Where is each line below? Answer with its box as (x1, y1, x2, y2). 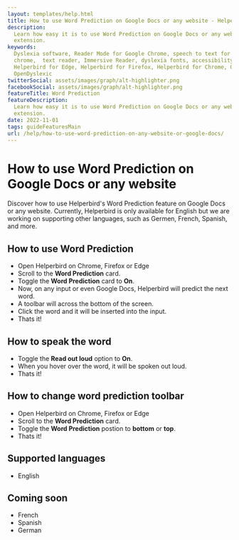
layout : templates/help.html (7, 10, 94, 18)
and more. (7, 222, 38, 230)
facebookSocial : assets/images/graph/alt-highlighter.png (7, 83, 183, 91)
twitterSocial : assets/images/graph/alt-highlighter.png (7, 76, 180, 84)
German (17, 526, 42, 535)
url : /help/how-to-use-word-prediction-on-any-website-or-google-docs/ (7, 130, 224, 137)
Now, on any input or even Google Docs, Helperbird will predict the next (17, 285, 228, 293)
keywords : (7, 44, 37, 51)
